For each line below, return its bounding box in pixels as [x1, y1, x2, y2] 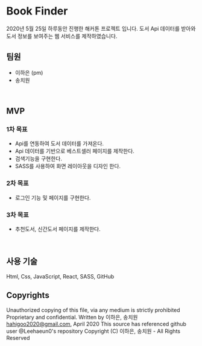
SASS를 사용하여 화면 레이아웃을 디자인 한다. [14, 163, 121, 170]
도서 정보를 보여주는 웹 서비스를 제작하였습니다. [6, 32, 118, 40]
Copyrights [6, 291, 49, 301]
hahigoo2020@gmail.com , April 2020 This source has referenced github [6, 320, 187, 327]
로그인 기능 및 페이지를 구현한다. [14, 194, 91, 201]
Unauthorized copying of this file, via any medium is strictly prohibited [6, 306, 180, 313]
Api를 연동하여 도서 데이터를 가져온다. [14, 140, 104, 147]
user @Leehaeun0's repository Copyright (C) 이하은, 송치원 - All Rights [6, 327, 181, 335]
